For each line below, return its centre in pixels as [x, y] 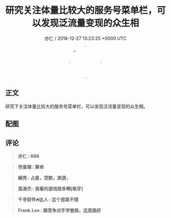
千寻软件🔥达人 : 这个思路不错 [48, 199]
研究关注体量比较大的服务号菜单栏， [81, 10]
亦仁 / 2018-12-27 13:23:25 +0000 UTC [85, 38]
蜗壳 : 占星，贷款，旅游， [44, 178]
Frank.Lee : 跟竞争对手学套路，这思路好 [59, 210]
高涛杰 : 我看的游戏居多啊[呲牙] [50, 188]
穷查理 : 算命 [31, 167]
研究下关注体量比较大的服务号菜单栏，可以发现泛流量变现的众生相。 [77, 106]
